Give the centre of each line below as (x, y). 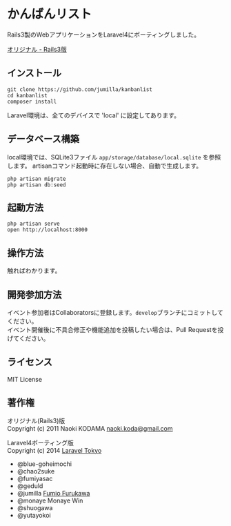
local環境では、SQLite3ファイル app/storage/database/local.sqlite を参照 (114, 157)
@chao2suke (36, 471)
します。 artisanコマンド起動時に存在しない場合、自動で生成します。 (104, 166)
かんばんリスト (50, 14)
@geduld (30, 486)
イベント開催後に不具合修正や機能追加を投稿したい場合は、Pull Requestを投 (115, 330)
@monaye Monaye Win (50, 500)
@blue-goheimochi (44, 464)
